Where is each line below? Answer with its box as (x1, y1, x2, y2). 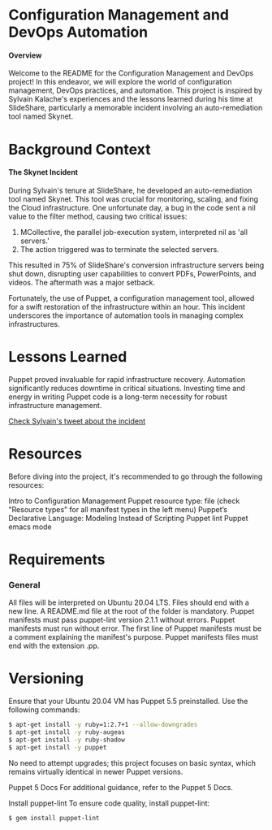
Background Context (8, 140, 151, 159)
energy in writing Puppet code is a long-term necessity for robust (8, 392, 227, 402)
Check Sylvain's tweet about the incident (8, 416, 146, 426)
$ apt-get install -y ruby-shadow (8, 736, 126, 744)
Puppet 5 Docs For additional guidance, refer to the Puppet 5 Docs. (8, 782, 234, 792)
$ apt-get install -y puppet (8, 743, 107, 751)
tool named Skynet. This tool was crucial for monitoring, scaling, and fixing (8, 193, 258, 204)
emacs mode (8, 522, 53, 532)
